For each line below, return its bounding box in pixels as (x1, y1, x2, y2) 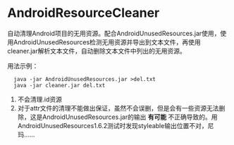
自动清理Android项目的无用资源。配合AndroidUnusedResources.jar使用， (7, 29, 221, 37)
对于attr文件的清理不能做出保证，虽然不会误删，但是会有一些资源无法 (17, 103, 220, 112)
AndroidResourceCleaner (7, 5, 160, 21)
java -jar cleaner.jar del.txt (13, 82, 106, 89)
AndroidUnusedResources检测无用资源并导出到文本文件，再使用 (13, 37, 201, 46)
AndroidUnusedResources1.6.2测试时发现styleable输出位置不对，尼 (17, 121, 214, 130)
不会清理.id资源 (17, 95, 62, 103)
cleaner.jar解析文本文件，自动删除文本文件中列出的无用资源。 (7, 46, 186, 55)
